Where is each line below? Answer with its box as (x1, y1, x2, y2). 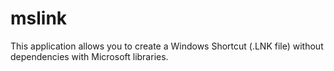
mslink (10, 7, 68, 30)
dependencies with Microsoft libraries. (10, 50, 169, 62)
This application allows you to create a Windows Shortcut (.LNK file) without (10, 40, 324, 52)
